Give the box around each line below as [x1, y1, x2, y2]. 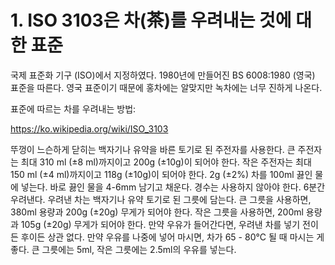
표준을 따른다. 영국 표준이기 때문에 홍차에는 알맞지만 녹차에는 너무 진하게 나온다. [10, 81, 323, 93]
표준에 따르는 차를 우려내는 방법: [10, 102, 137, 115]
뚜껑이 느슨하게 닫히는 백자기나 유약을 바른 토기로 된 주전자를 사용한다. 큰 [10, 143, 296, 155]
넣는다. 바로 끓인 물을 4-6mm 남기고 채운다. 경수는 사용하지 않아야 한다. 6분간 [20, 181, 326, 193]
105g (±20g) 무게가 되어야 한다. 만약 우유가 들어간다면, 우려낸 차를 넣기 [20, 218, 301, 230]
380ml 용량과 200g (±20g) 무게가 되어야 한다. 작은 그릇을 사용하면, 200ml [10, 206, 304, 218]
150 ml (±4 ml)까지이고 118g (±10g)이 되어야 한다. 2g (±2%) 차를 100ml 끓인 [10, 168, 313, 180]
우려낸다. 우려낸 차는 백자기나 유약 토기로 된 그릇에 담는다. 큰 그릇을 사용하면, [10, 193, 312, 205]
